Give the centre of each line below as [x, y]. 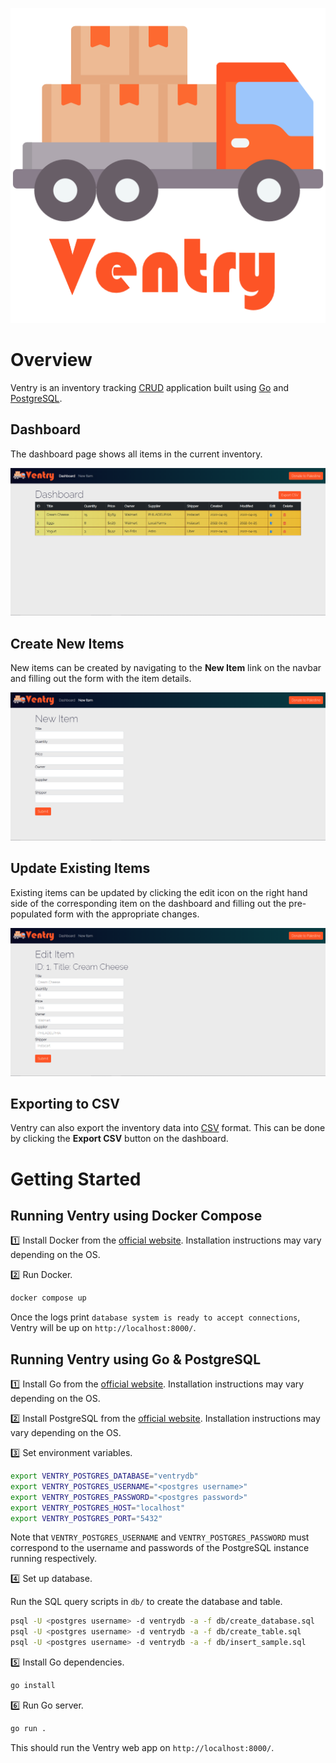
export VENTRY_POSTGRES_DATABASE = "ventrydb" [104, 1476]
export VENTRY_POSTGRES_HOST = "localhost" [98, 1508]
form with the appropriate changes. [127, 914]
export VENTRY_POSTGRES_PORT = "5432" [86, 1518]
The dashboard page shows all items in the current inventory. [136, 454]
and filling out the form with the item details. [101, 679]
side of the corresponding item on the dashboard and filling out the [148, 903]
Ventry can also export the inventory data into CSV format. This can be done [168, 1128]
